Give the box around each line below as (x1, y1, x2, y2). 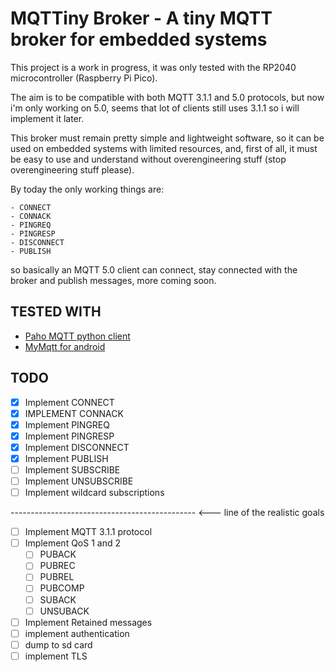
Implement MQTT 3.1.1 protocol (24, 526, 153, 538)
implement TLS (24, 650, 88, 662)
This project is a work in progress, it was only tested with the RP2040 (10, 61, 297, 73)
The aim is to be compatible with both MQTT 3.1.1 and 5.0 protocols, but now (10, 91, 325, 103)
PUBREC (39, 560, 76, 572)
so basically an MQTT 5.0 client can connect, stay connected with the (10, 263, 298, 276)
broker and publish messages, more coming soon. (10, 274, 217, 286)
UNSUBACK (39, 605, 90, 617)
